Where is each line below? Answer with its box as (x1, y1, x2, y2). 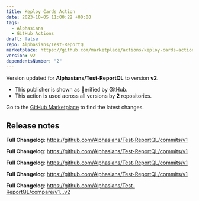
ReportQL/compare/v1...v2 (6, 189, 71, 196)
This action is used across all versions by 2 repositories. (14, 92, 152, 99)
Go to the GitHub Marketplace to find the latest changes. (6, 103, 144, 111)
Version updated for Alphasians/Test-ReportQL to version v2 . (6, 74, 159, 82)
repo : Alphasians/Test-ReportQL (6, 42, 86, 48)
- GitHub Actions (11, 31, 54, 37)
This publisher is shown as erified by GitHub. (14, 86, 128, 93)
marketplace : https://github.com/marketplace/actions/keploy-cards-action (6, 47, 195, 53)
